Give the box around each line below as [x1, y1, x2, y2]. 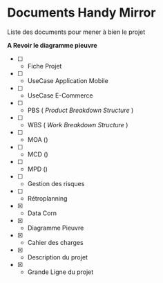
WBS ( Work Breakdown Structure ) [27, 120, 128, 129]
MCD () [27, 150, 48, 158]
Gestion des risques [27, 179, 85, 188]
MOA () [27, 135, 48, 143]
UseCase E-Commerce [27, 91, 93, 100]
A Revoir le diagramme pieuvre [7, 41, 98, 49]
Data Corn [27, 209, 57, 217]
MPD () [27, 165, 48, 173]
